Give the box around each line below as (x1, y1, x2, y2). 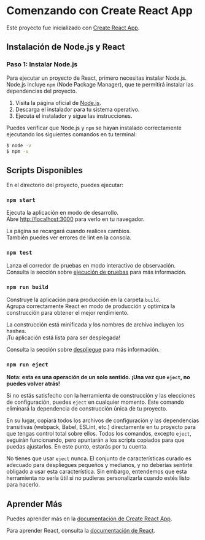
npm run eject (6, 361, 48, 368)
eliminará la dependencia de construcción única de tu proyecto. (6, 405, 168, 412)
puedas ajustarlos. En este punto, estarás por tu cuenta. (6, 443, 149, 450)
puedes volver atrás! (6, 380, 60, 387)
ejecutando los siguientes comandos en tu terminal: (6, 130, 137, 138)
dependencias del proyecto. (6, 87, 77, 94)
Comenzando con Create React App (6, 4, 193, 18)
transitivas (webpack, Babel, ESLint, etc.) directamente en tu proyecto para (6, 423, 196, 431)
